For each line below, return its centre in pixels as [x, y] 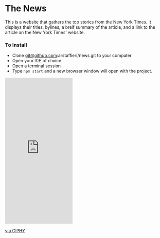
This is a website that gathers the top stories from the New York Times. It [78, 22]
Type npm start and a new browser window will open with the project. [82, 71]
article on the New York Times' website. [45, 32]
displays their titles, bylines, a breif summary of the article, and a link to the [80, 27]
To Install [16, 45]
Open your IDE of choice [37, 61]
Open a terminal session [36, 66]
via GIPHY [15, 231]
